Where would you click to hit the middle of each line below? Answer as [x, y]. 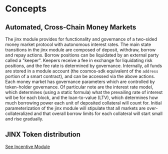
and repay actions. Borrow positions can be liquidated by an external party [82, 55]
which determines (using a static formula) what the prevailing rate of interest [84, 92]
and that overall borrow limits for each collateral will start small [98, 113]
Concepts [26, 9]
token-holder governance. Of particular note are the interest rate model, [79, 87]
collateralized [19, 113]
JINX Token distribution [43, 135]
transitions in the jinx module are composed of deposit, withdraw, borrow [80, 50]
